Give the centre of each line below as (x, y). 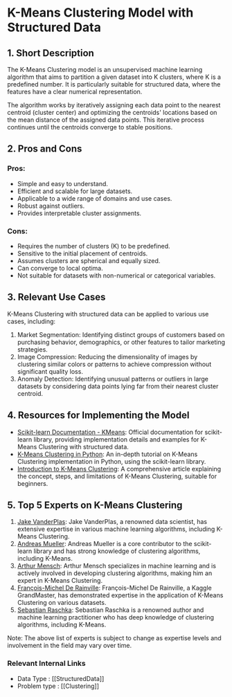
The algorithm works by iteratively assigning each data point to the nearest (114, 105)
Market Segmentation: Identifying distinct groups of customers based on (121, 334)
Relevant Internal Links (47, 664)
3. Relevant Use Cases (56, 297)
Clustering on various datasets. (62, 603)
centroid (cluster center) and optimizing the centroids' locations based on (112, 112)
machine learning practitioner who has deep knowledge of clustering (116, 617)
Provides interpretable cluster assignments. (79, 213)
